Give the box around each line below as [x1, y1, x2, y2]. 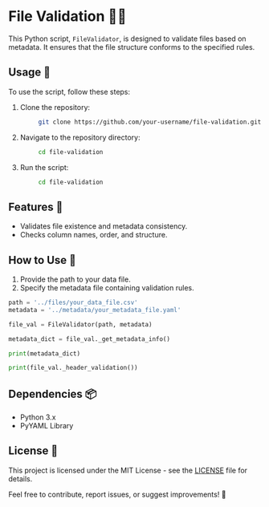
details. [8, 473, 33, 484]
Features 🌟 [8, 200, 63, 213]
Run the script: [19, 162, 69, 172]
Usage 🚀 [8, 66, 51, 79]
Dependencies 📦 [8, 387, 97, 400]
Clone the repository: [19, 102, 91, 112]
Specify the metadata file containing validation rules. [19, 283, 194, 292]
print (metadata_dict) [8, 349, 81, 358]
